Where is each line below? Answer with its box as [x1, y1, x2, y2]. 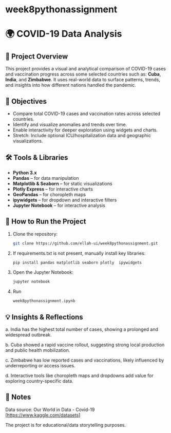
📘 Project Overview [5, 52, 68, 61]
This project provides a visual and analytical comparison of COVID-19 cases [5, 66, 166, 72]
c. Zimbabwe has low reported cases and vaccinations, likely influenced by [5, 357, 164, 363]
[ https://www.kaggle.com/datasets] [5, 412, 81, 418]
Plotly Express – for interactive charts [12, 186, 93, 192]
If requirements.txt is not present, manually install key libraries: [12, 250, 146, 256]
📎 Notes [5, 393, 31, 402]
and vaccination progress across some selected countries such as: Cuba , [5, 71, 161, 78]
